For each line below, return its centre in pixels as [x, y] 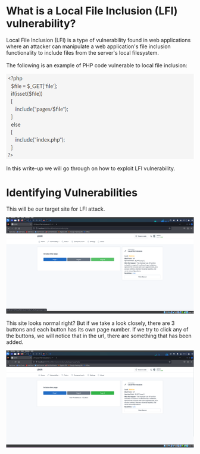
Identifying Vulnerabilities [72, 192]
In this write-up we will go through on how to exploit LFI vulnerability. [91, 168]
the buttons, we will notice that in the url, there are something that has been [99, 336]
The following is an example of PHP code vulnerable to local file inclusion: [97, 65]
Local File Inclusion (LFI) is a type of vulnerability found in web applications [99, 40]
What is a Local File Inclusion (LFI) [92, 11]
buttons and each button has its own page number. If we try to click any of [97, 329]
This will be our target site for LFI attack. [56, 209]
